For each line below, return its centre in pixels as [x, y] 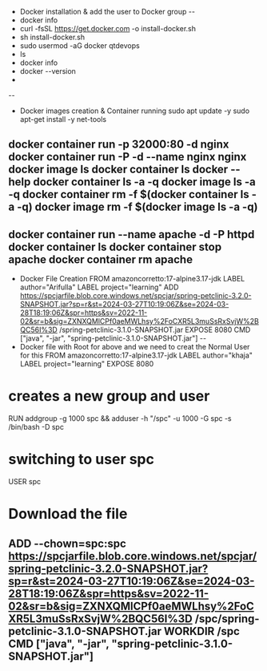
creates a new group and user [109, 396]
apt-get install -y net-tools [63, 119]
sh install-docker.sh [52, 37]
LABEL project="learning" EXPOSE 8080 [87, 364]
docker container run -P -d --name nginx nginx [128, 157]
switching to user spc [81, 459]
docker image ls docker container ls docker [118, 170]
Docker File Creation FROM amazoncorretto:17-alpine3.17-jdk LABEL [132, 279]
